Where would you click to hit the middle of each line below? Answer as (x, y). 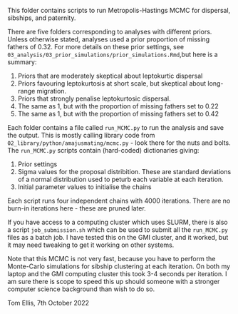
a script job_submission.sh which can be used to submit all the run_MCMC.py (118, 230)
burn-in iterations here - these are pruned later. (77, 208)
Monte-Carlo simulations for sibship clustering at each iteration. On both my (119, 266)
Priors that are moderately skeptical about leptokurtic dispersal (110, 76)
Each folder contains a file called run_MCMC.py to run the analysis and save (116, 127)
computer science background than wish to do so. (81, 289)
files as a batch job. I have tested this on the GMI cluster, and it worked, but (118, 237)
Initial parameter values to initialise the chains (84, 187)
